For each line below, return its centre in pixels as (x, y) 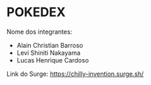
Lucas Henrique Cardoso (52, 60)
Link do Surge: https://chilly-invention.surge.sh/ (75, 74)
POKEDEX (36, 12)
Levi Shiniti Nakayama (49, 53)
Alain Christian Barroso (50, 45)
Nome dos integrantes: (39, 32)
